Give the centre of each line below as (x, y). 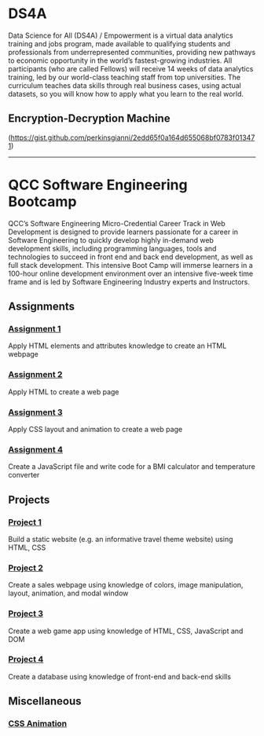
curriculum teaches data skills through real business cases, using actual (125, 85)
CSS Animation (38, 723)
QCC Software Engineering (98, 185)
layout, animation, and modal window (68, 593)
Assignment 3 (35, 412)
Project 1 (25, 522)
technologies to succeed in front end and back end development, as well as (131, 257)
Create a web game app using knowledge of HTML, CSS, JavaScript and (126, 631)
